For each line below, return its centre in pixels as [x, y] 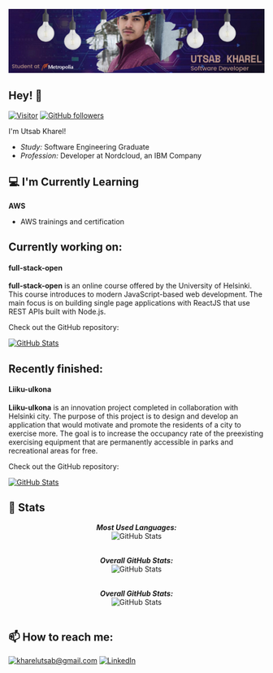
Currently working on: [65, 247]
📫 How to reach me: [61, 638]
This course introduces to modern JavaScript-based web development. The [135, 294]
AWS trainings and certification [72, 221]
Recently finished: [56, 369]
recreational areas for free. [53, 450]
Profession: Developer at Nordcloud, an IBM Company [110, 155]
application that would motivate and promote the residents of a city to [125, 424]
